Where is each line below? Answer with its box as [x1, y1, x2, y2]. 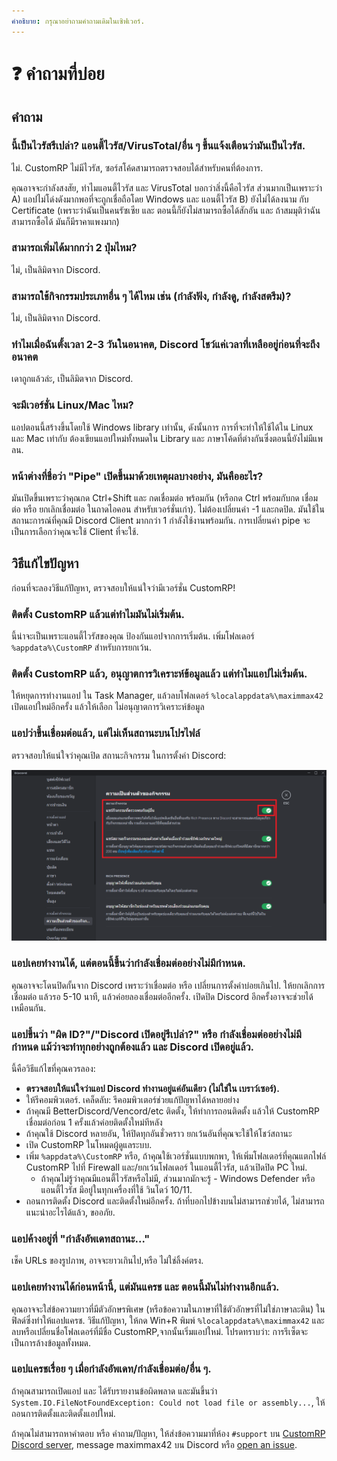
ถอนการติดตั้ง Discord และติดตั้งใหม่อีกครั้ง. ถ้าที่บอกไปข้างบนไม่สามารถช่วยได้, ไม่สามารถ [25, 1195, 325, 1207]
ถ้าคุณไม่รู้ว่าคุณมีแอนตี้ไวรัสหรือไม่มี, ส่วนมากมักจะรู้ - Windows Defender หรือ [40, 1172, 316, 1184]
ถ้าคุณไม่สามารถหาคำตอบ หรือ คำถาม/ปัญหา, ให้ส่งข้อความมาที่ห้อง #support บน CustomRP [11, 1427, 326, 1439]
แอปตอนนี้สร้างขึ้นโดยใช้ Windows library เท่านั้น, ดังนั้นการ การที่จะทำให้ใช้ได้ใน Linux [11, 421, 314, 433]
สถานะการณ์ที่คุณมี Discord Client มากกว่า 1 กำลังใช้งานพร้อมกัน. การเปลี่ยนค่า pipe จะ [11, 514, 311, 526]
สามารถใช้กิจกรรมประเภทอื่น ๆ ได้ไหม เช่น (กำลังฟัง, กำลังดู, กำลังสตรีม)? [11, 289, 292, 303]
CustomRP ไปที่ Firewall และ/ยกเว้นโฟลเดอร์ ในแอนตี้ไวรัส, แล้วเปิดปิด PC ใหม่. [25, 1161, 308, 1173]
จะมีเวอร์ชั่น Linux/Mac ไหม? [11, 398, 134, 412]
